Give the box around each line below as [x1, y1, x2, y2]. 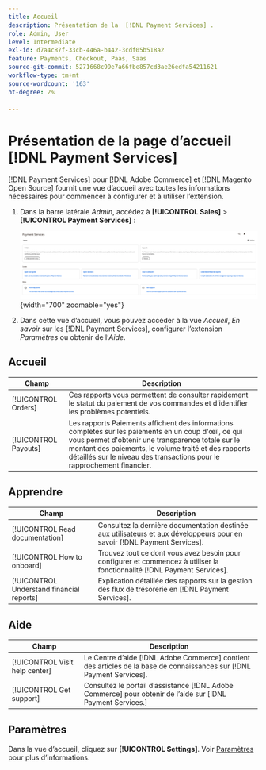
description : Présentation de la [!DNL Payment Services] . [8, 21, 215, 29]
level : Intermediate [8, 38, 77, 46]
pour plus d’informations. [8, 753, 90, 762]
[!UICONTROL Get [11, 685, 71, 695]
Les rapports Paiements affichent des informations [68, 418, 234, 428]
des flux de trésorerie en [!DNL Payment [97, 584, 230, 595]
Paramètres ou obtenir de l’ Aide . [19, 332, 126, 341]
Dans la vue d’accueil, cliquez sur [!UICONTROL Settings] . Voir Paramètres [8, 744, 254, 753]
